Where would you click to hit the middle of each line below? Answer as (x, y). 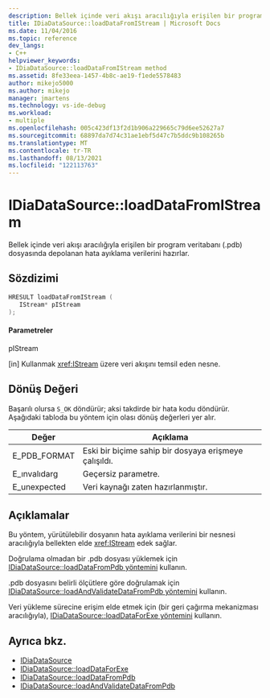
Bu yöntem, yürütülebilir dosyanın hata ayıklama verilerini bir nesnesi (122, 535)
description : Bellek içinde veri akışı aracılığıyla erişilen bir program (136, 16)
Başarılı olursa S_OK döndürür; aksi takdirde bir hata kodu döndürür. (119, 408)
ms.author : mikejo (39, 91)
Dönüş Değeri (43, 389)
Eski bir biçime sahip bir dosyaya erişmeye (163, 450)
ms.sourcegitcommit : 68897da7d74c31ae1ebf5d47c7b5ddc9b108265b (117, 135)
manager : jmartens (39, 98)
